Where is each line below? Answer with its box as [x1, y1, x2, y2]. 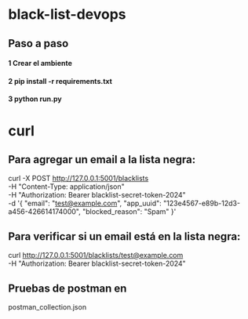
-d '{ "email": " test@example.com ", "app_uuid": [8, 198, 162, 208]
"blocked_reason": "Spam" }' [82, 207, 177, 216]
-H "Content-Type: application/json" [8, 182, 125, 191]
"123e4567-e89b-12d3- [163, 198, 241, 208]
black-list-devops [8, 5, 127, 24]
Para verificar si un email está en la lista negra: [8, 230, 241, 243]
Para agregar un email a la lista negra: [8, 153, 196, 166]
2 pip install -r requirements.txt [8, 76, 112, 85]
